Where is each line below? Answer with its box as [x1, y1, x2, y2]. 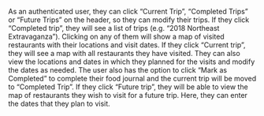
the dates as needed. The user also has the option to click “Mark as [8, 65, 227, 74]
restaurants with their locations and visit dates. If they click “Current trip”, [8, 40, 246, 50]
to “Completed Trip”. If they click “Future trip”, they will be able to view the [8, 82, 248, 92]
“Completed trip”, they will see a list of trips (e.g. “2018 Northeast [8, 24, 220, 32]
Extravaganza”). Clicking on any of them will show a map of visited [8, 32, 225, 41]
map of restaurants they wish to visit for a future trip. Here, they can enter [8, 91, 248, 99]
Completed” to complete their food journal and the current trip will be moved [8, 74, 257, 83]
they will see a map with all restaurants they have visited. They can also [8, 49, 240, 58]
